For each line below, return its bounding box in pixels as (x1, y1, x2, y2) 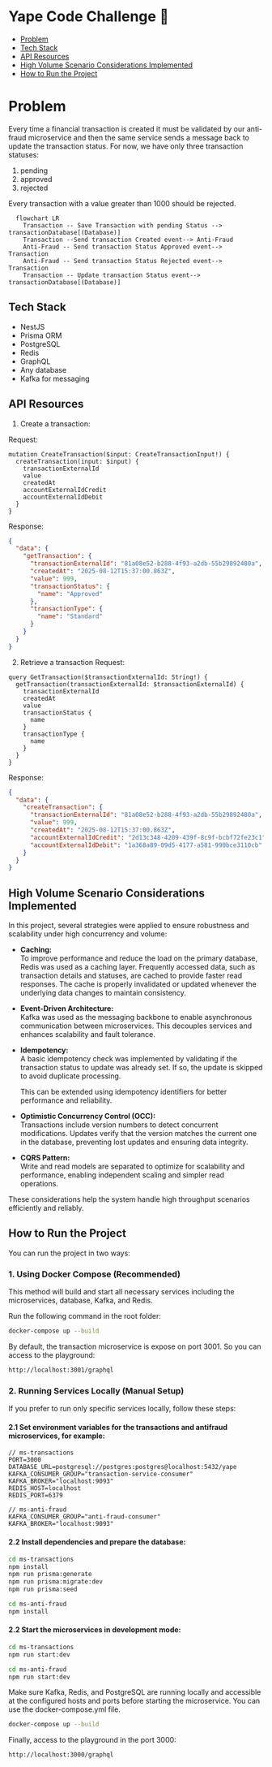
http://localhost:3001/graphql (8, 1366, 114, 1375)
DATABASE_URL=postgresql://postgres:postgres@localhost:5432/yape (8, 1463, 237, 1471)
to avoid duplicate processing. (19, 1071, 121, 1081)
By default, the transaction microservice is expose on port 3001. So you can (8, 1341, 261, 1351)
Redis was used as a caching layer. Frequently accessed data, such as (19, 962, 256, 972)
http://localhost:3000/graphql (8, 1751, 114, 1759)
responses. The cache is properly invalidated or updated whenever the (19, 979, 257, 989)
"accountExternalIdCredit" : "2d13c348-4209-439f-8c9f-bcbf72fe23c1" (29, 833, 266, 841)
